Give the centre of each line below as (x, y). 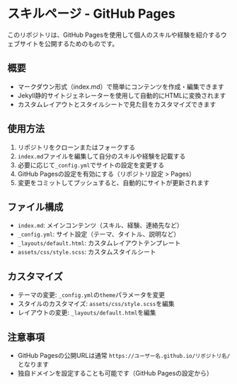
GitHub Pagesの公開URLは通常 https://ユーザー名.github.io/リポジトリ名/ (124, 355)
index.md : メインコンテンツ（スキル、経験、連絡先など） (100, 225)
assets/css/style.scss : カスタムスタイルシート (87, 252)
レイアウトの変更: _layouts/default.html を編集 (87, 312)
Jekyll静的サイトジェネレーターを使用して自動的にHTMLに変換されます (122, 95)
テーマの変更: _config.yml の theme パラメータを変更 (91, 295)
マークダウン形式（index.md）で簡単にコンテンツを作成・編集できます (121, 86)
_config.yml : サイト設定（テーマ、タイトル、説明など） (99, 235)
